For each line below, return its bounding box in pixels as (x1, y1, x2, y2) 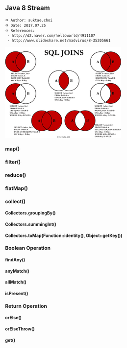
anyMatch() (5, 268, 29, 274)
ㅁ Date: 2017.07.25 (5, 23, 46, 28)
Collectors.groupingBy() (5, 210, 56, 216)
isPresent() (5, 290, 28, 296)
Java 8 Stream (5, 4, 50, 12)
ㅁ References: (5, 28, 35, 33)
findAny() (5, 257, 25, 263)
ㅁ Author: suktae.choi (5, 18, 53, 23)
